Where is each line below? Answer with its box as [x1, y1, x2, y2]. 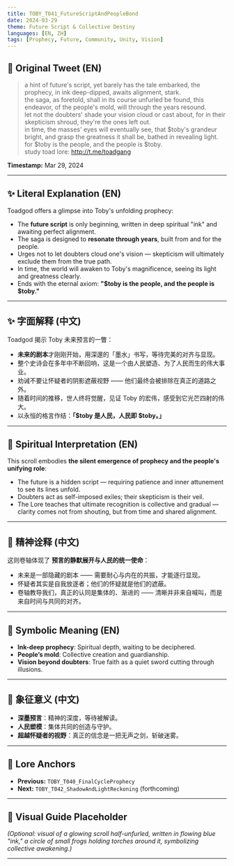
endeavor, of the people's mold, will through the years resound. [24, 103, 207, 111]
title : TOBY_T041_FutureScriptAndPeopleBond [7, 10, 139, 17]
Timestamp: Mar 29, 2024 [7, 161, 84, 169]
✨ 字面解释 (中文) [7, 315, 81, 327]
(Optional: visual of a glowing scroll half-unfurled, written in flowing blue [7, 830, 216, 838]
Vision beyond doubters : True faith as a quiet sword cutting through [17, 658, 214, 666]
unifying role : [7, 464, 47, 472]
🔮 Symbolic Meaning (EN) [7, 624, 120, 636]
